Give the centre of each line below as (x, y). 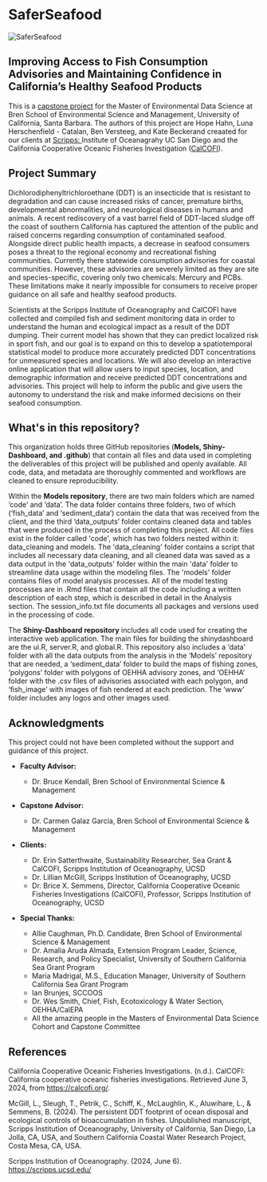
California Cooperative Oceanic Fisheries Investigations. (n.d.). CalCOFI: (127, 1071)
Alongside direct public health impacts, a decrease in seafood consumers (129, 243)
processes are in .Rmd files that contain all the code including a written (125, 589)
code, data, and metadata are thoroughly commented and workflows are (128, 473)
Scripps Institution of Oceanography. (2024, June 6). (95, 1161)
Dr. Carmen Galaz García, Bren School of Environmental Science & (140, 821)
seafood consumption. (45, 403)
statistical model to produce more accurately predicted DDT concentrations (132, 351)
